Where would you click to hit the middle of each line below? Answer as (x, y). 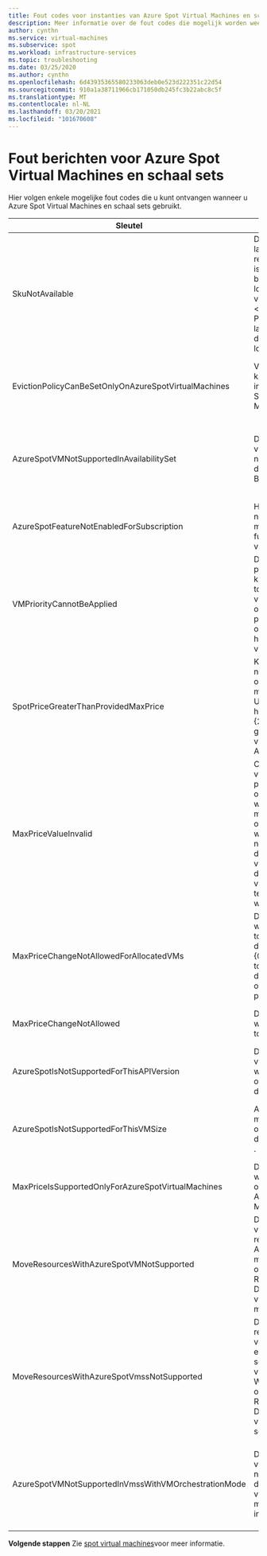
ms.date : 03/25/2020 (43, 68)
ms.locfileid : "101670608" (53, 119)
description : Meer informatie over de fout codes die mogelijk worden (128, 23)
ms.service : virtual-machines (58, 38)
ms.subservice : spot (43, 45)
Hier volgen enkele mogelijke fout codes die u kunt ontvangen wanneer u (128, 197)
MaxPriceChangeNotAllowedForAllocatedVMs (98, 955)
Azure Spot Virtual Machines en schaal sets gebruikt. (95, 206)
